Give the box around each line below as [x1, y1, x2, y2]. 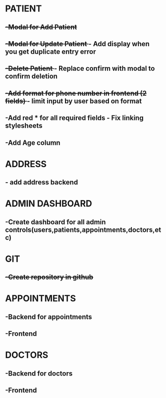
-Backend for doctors [5, 369, 73, 378]
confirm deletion [5, 72, 58, 81]
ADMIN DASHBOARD [5, 198, 93, 209]
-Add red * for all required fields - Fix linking [5, 114, 144, 122]
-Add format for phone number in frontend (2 [5, 89, 147, 98]
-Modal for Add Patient [5, 23, 77, 31]
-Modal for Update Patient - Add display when [5, 39, 150, 48]
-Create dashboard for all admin [5, 217, 106, 226]
